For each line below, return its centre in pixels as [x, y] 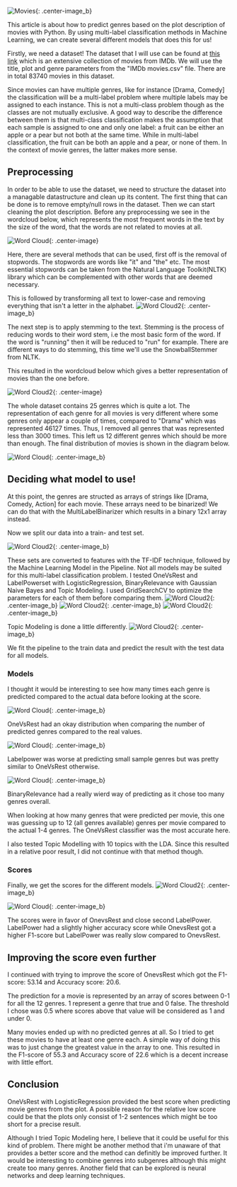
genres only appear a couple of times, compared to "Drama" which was [112, 421]
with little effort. [30, 1062]
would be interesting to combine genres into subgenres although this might [117, 1160]
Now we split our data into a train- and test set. [76, 533]
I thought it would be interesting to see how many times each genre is [109, 689]
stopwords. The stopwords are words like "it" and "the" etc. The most [109, 261]
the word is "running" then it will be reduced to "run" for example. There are [118, 342]
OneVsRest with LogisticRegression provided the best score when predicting [119, 1101]
